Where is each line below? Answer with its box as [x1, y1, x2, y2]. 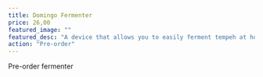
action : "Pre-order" [8, 40, 76, 48]
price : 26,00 [8, 19, 51, 26]
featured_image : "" [8, 26, 72, 33]
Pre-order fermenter [8, 61, 74, 71]
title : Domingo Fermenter [8, 11, 92, 19]
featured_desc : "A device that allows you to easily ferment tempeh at [8, 33, 247, 41]
